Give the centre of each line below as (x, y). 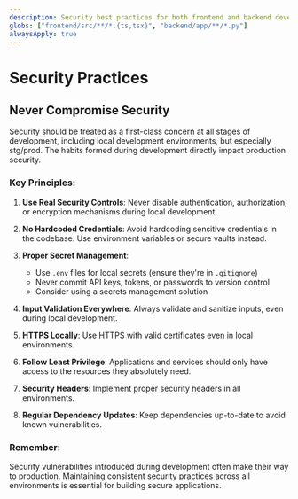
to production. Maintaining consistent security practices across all (130, 476)
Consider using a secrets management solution (122, 291)
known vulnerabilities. (62, 424)
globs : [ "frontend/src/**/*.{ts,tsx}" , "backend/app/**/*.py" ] (129, 26)
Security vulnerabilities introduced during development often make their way (149, 466)
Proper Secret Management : (75, 255)
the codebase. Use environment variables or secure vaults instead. (145, 238)
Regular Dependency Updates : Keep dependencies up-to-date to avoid (154, 415)
